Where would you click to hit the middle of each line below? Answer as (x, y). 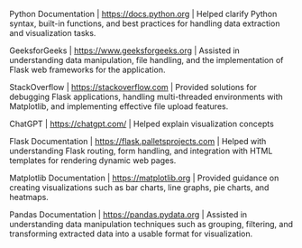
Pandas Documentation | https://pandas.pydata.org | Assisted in (128, 215)
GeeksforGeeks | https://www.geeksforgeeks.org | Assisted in (125, 51)
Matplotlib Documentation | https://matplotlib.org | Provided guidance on (144, 178)
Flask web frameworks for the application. (87, 69)
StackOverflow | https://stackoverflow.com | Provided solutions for (133, 87)
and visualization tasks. (53, 33)
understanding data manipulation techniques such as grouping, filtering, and (151, 224)
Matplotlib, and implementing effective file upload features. (119, 106)
